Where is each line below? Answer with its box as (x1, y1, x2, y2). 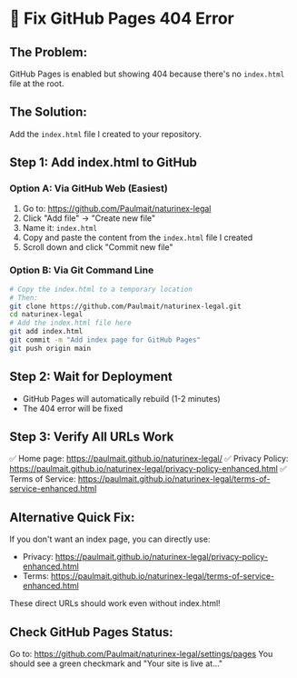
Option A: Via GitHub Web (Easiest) (9, 182, 168, 194)
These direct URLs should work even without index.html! (9, 598, 221, 609)
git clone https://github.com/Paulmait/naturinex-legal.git (9, 302, 243, 311)
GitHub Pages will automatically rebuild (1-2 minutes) (22, 393, 221, 404)
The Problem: (9, 45, 88, 60)
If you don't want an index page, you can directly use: (9, 533, 211, 544)
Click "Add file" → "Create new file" (22, 213, 156, 224)
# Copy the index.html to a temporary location (9, 284, 193, 294)
